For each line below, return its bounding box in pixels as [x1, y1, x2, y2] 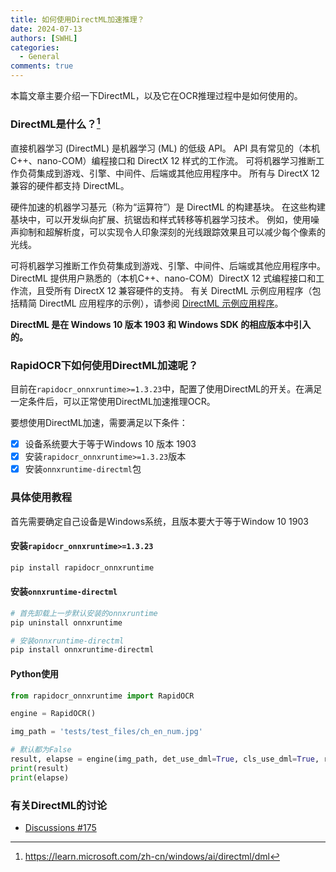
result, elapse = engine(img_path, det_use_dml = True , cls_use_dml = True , [10, 754, 320, 765]
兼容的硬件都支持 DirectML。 [10, 179, 130, 191]
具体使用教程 [10, 491, 73, 505]
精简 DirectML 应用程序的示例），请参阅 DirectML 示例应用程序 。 [18, 297, 284, 309]
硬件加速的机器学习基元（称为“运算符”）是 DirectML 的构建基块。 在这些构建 [10, 201, 326, 213]
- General [19, 52, 60, 62]
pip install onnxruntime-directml [10, 645, 155, 655]
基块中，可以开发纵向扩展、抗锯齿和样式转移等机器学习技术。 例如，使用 [10, 213, 311, 225]
